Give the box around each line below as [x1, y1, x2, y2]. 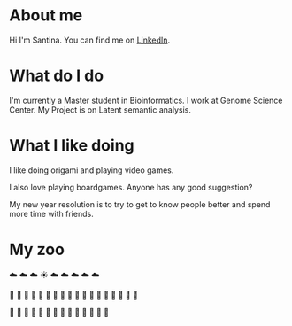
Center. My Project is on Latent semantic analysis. [9, 104, 192, 115]
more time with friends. [9, 208, 95, 219]
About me [9, 5, 83, 26]
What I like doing [9, 136, 134, 156]
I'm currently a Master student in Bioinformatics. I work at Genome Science [9, 95, 283, 105]
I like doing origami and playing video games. [9, 165, 174, 175]
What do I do [9, 66, 104, 86]
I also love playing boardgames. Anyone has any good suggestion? [9, 182, 253, 192]
